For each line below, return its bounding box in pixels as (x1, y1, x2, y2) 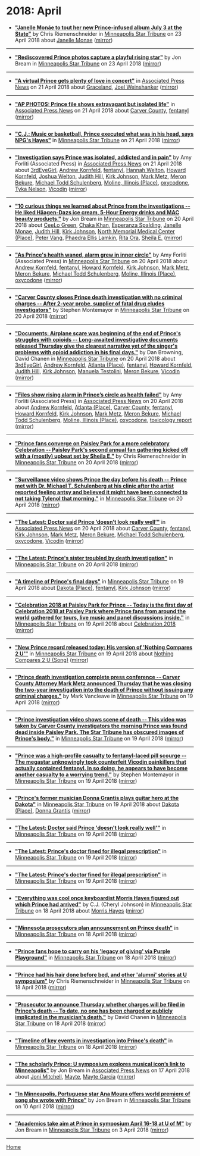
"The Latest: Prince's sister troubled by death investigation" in (14, 554, 174, 561)
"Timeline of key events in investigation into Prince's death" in (14, 1037, 173, 1044)
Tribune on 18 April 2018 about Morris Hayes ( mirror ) (14, 907, 145, 914)
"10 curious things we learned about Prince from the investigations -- (14, 202, 190, 210)
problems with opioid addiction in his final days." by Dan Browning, (14, 348, 183, 355)
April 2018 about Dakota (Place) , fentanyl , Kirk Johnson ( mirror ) (14, 584, 171, 591)
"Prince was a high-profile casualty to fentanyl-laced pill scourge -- (14, 752, 187, 759)
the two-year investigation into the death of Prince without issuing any (14, 686, 193, 693)
